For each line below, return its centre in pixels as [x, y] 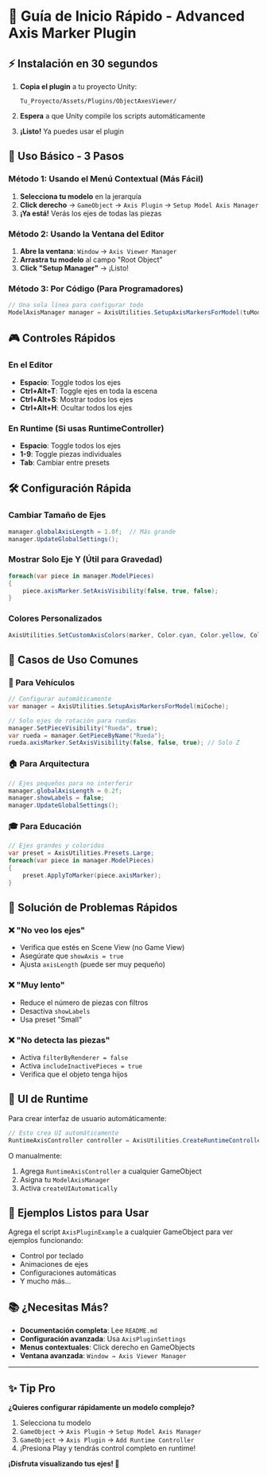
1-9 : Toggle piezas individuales [70, 454]
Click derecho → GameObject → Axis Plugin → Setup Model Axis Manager [139, 204]
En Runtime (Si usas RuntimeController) [86, 428]
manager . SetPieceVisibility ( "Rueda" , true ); [83, 728]
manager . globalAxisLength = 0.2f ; [66, 791]
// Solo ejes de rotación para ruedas [72, 720]
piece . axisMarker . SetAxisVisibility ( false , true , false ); [120, 591]
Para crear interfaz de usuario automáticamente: [87, 1118]
